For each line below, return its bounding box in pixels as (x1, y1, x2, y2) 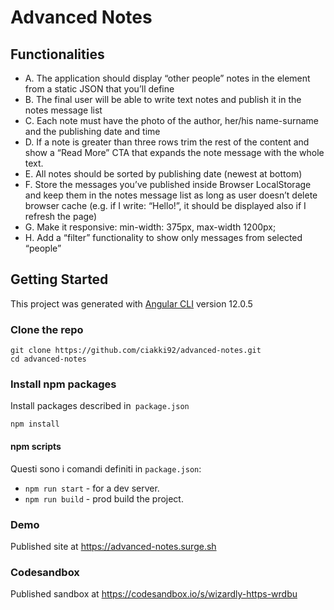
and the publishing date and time (24, 126, 161, 137)
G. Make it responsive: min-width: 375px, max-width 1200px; (24, 221, 277, 233)
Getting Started (10, 271, 109, 288)
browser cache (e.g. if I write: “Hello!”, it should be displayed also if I (24, 200, 307, 211)
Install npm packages (10, 377, 117, 391)
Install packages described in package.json (10, 400, 190, 412)
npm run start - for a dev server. (24, 482, 160, 494)
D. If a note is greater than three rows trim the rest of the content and (24, 136, 310, 148)
